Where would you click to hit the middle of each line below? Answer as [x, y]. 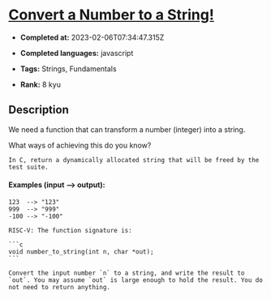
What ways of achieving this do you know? [80, 145]
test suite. [28, 167]
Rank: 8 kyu [40, 84]
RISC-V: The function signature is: [70, 230]
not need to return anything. [60, 287]
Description [39, 110]
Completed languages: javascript [77, 53]
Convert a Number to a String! [112, 15]
